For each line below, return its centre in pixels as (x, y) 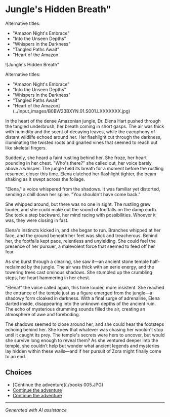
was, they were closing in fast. (37, 220)
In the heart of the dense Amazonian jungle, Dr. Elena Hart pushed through (83, 121)
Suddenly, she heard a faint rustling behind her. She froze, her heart (76, 158)
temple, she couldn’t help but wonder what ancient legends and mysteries (82, 346)
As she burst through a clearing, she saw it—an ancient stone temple (77, 261)
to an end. (16, 356)
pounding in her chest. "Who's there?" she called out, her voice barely (78, 163)
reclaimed (16, 267)
